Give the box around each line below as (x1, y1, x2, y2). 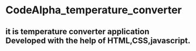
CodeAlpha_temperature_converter (5, 3, 183, 17)
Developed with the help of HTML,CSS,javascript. (5, 35, 191, 45)
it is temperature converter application (5, 27, 150, 37)
